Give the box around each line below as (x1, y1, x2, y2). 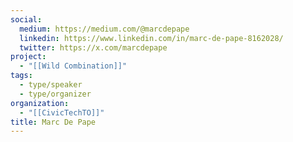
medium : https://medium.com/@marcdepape (19, 24, 190, 34)
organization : (10, 98, 70, 108)
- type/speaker (19, 80, 83, 90)
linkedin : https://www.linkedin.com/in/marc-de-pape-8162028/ (19, 33, 284, 43)
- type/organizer (19, 89, 92, 99)
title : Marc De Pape (10, 117, 97, 127)
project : (10, 52, 47, 62)
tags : (10, 71, 33, 81)
